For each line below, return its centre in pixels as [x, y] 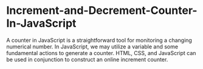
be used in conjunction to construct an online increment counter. [87, 59]
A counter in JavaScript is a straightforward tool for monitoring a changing [99, 40]
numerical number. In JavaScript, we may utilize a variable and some [92, 47]
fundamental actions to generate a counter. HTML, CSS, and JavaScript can [101, 53]
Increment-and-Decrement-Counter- [102, 11]
